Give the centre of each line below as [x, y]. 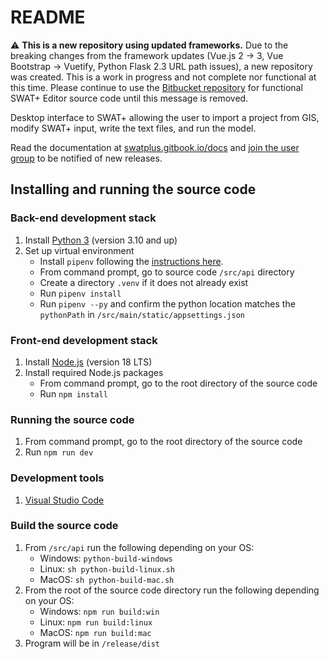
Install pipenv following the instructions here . [131, 261]
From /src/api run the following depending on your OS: [139, 547]
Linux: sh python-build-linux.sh [107, 568]
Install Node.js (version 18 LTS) [88, 362]
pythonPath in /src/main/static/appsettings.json [142, 314]
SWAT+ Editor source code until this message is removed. [129, 98]
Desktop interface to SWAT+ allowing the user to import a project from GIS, [165, 117]
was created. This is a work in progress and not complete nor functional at [163, 77]
